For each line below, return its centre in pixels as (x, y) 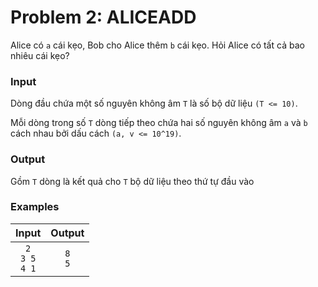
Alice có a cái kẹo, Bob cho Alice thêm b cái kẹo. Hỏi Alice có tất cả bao (157, 45)
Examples (35, 207)
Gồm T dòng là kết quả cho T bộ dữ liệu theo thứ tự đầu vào (132, 181)
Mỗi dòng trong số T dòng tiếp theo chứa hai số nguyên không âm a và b (159, 123)
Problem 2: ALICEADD (103, 17)
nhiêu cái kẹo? (40, 55)
